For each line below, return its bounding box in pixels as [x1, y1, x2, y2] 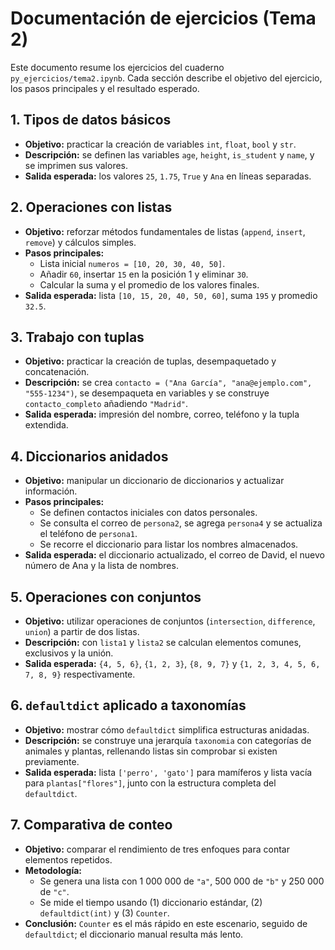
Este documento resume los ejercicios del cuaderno [10, 61, 225, 73]
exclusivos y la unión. [24, 647, 114, 659]
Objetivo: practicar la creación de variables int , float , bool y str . [24, 138, 297, 150]
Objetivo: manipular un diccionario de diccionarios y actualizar [24, 475, 285, 487]
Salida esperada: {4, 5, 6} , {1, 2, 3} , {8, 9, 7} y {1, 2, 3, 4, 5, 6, [24, 658, 321, 669]
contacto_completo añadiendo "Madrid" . [24, 398, 189, 410]
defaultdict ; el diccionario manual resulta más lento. [24, 928, 244, 940]
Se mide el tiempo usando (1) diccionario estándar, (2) [39, 896, 263, 908]
